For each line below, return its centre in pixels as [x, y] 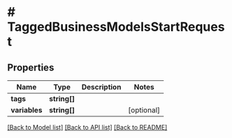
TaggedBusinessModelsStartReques [116, 27]
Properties [31, 67]
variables [27, 110]
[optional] [144, 110]
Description [101, 87]
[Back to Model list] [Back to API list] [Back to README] [87, 127]
